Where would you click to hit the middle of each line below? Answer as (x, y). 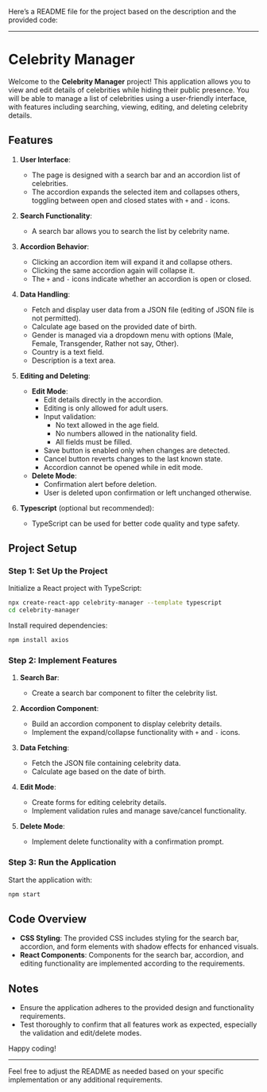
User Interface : (45, 159)
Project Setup (43, 548)
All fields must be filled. (94, 441)
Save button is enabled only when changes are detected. (137, 450)
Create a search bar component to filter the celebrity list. (125, 693)
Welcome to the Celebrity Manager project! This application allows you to (130, 81)
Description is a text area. (74, 360)
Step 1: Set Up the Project (58, 571)
